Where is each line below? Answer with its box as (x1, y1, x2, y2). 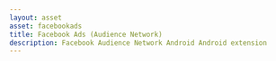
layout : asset (9, 13, 63, 22)
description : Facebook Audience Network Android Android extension (9, 38, 268, 48)
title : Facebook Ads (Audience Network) (9, 30, 164, 39)
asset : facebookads (9, 22, 83, 30)
